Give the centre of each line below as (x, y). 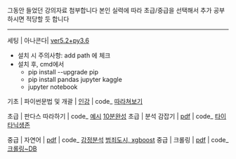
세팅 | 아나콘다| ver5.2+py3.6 (48, 40)
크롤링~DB (22, 148)
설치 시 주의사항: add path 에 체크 (64, 55)
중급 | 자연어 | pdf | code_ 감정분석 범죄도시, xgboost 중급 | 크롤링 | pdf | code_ (118, 140)
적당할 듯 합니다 (47, 19)
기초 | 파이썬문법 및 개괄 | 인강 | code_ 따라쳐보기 (75, 101)
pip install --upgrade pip (63, 72)
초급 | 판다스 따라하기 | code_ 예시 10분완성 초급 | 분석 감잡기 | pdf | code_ (110, 116)
